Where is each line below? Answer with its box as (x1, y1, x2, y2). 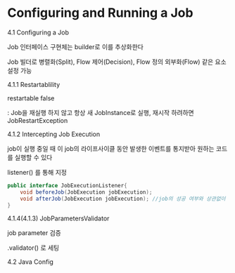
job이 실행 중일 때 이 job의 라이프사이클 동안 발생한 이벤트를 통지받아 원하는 (7, 144, 215, 152)
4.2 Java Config (7, 258, 54, 266)
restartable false (7, 93, 55, 102)
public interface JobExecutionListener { (7, 182, 128, 189)
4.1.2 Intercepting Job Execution (7, 130, 101, 138)
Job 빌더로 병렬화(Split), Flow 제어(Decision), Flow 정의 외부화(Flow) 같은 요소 (7, 58, 227, 66)
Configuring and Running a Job (7, 5, 193, 21)
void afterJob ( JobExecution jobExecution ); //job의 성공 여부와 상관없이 (20, 195, 227, 202)
